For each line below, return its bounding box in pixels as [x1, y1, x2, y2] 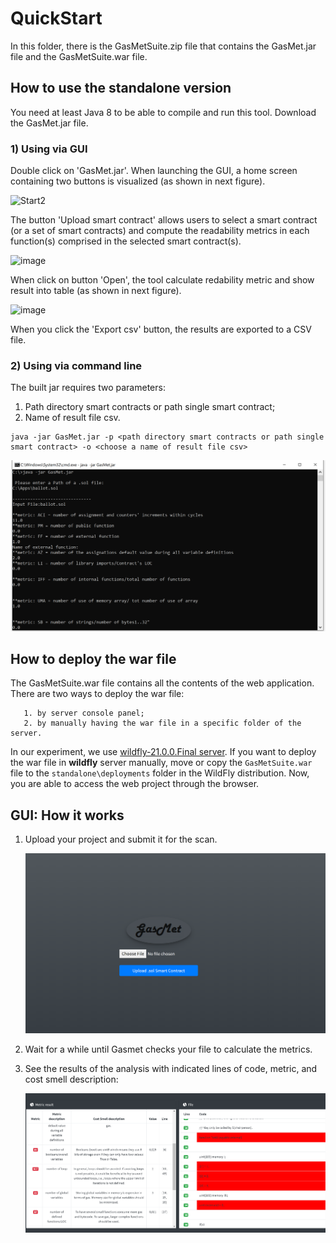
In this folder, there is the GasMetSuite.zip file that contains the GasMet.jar [10, 40, 317, 52]
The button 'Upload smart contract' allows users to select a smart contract [10, 214, 318, 226]
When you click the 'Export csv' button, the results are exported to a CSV [10, 323, 312, 336]
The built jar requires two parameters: [10, 382, 166, 394]
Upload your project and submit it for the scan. [24, 833, 218, 846]
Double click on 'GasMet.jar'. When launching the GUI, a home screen [10, 165, 298, 177]
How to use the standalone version [10, 80, 232, 97]
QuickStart [10, 7, 103, 30]
